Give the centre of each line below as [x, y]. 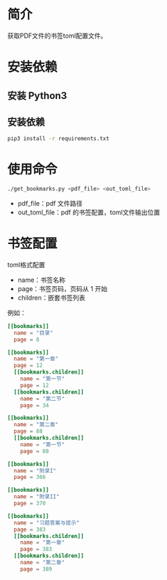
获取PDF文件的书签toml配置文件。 [57, 36]
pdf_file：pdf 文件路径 [50, 204]
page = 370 [30, 503]
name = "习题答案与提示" [47, 523]
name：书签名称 [42, 280]
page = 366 [30, 478]
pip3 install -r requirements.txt [59, 139]
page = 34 [35, 405]
